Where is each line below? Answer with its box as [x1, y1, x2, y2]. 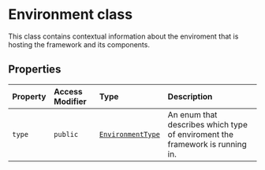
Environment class [8, 6, 132, 24]
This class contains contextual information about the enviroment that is [8, 31, 239, 41]
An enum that [167, 109, 218, 120]
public [54, 130, 79, 139]
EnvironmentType [99, 130, 160, 139]
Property [12, 91, 47, 102]
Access [54, 86, 83, 97]
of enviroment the [167, 128, 234, 139]
